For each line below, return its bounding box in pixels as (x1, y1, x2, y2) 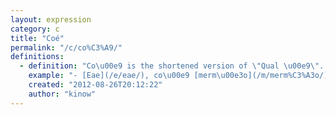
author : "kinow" (28, 89, 97, 99)
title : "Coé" (10, 33, 65, 43)
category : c (10, 24, 60, 34)
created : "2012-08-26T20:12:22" (28, 80, 163, 90)
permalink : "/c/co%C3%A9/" (10, 42, 123, 53)
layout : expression (10, 14, 92, 25)
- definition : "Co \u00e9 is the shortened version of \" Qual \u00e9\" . (19, 61, 325, 71)
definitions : (10, 52, 65, 62)
